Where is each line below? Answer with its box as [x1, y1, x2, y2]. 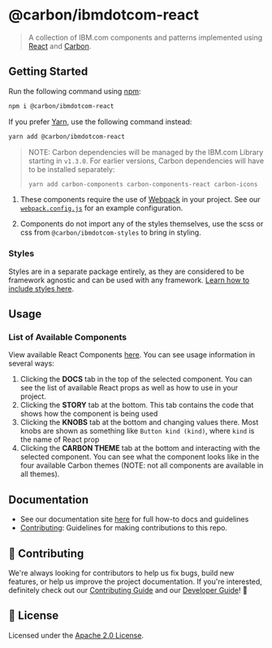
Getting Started [8, 65, 89, 79]
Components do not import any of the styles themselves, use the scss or [19, 219, 264, 229]
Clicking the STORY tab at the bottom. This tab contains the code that [19, 400, 254, 410]
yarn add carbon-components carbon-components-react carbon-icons [28, 180, 258, 188]
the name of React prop [19, 434, 100, 444]
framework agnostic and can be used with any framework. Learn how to [8, 274, 250, 285]
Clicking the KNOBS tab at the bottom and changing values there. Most [19, 417, 259, 427]
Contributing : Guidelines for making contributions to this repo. [19, 523, 227, 533]
